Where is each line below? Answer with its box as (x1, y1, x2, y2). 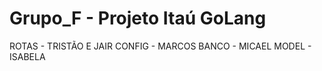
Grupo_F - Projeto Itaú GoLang (9, 7, 267, 30)
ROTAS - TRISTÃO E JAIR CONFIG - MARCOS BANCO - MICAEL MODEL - (9, 40, 312, 52)
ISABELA (9, 50, 46, 62)
